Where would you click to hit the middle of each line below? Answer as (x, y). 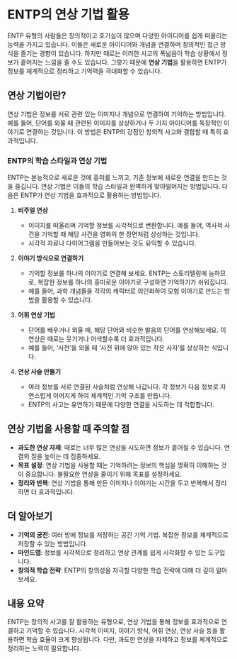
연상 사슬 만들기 (39, 372)
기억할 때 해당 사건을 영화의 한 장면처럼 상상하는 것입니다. (121, 234)
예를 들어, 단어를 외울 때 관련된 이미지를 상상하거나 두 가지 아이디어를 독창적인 (115, 123)
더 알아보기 (30, 516)
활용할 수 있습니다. (67, 300)
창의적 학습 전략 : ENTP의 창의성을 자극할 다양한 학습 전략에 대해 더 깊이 (116, 570)
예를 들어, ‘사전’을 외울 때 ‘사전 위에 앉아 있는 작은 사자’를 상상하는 (119, 348)
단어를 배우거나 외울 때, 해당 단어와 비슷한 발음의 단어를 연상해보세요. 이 (127, 330)
